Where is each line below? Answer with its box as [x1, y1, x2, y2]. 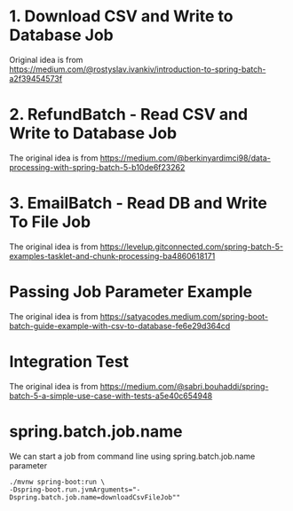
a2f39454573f [9, 73, 63, 83]
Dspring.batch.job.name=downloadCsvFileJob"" [9, 492, 180, 502]
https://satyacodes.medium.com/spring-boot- [99, 311, 269, 321]
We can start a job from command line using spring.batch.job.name [9, 451, 256, 461]
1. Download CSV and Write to [9, 6, 234, 27]
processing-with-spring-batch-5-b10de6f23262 [9, 161, 186, 172]
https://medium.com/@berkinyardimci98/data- [99, 153, 271, 163]
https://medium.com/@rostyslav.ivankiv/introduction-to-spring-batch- [9, 64, 266, 75]
